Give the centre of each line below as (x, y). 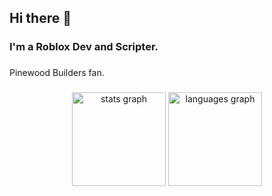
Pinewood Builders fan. (57, 73)
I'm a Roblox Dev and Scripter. (84, 47)
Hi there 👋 (40, 18)
